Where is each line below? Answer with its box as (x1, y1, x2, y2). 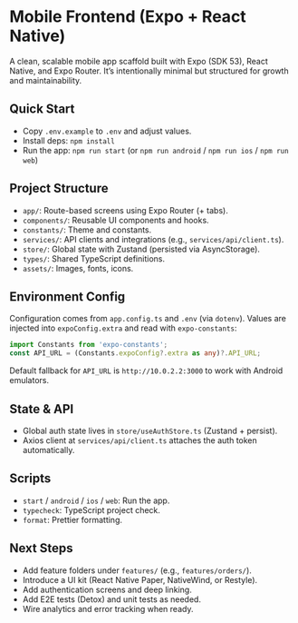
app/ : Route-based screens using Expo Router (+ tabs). (22, 204, 228, 215)
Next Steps (9, 540, 73, 556)
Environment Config (9, 289, 126, 304)
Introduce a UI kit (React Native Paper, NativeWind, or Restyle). (22, 574, 258, 585)
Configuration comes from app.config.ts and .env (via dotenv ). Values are (9, 313, 287, 324)
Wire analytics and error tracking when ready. (22, 603, 194, 614)
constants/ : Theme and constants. (22, 224, 152, 235)
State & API (9, 401, 74, 417)
